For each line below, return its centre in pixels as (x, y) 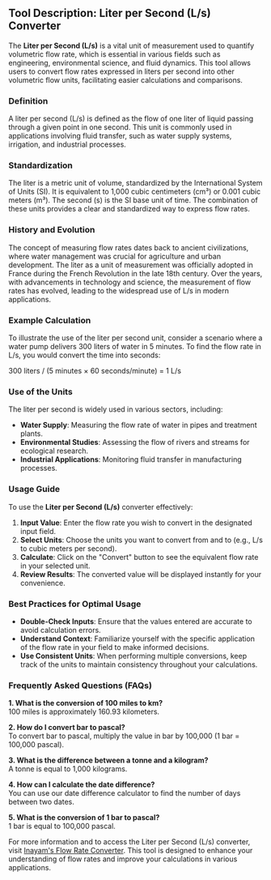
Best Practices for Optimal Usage (75, 604)
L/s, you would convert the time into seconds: (85, 355)
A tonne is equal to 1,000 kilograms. (68, 769)
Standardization (40, 165)
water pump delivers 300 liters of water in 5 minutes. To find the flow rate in (135, 346)
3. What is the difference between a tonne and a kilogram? (108, 760)
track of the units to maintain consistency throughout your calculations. (139, 664)
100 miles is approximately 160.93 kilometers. (84, 711)
